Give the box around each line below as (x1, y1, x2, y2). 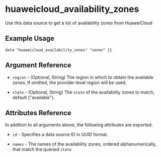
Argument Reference (5, 61, 72, 70)
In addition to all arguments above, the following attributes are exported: (5, 122, 153, 128)
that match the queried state (12, 147, 72, 153)
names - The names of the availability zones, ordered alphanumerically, (12, 141, 157, 147)
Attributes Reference (5, 108, 72, 117)
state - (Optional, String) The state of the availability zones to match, (12, 89, 155, 95)
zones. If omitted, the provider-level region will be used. (12, 79, 127, 85)
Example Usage (5, 34, 55, 43)
